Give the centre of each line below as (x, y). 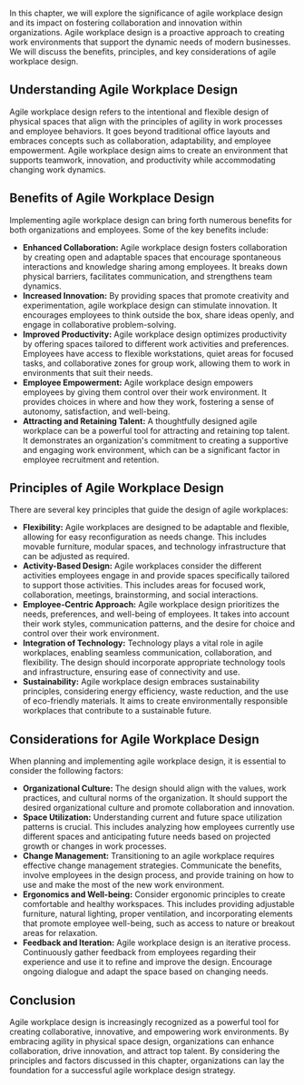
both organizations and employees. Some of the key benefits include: (139, 230)
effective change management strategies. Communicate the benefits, (152, 865)
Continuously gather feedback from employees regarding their (139, 952)
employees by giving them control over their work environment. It (145, 392)
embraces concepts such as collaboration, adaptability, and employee (140, 141)
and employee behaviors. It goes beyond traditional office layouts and (140, 131)
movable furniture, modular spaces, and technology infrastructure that (154, 547)
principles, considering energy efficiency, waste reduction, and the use (155, 691)
